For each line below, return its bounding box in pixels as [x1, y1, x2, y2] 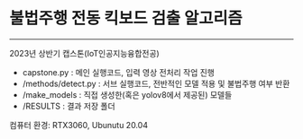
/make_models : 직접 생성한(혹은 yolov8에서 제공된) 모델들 [22, 89, 233, 100]
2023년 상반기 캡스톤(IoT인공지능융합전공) [9, 48, 160, 58]
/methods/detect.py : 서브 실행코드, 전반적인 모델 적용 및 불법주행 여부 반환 [22, 78, 290, 89]
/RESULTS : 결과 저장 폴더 [22, 100, 115, 111]
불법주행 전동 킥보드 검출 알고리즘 [9, 8, 243, 29]
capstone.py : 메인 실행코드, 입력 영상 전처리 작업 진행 [22, 66, 215, 77]
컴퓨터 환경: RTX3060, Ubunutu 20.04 [9, 119, 149, 130]
